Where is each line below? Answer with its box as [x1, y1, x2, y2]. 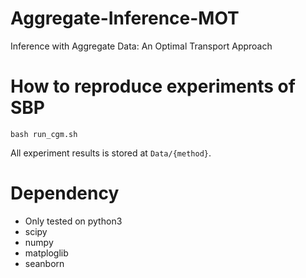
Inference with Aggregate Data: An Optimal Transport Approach [10, 40, 273, 52]
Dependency [10, 182, 120, 205]
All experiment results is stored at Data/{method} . [10, 147, 212, 159]
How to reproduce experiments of [10, 75, 296, 98]
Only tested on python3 [24, 215, 123, 227]
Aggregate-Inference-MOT [10, 7, 240, 30]
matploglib [24, 247, 69, 259]
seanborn [24, 257, 65, 269]
